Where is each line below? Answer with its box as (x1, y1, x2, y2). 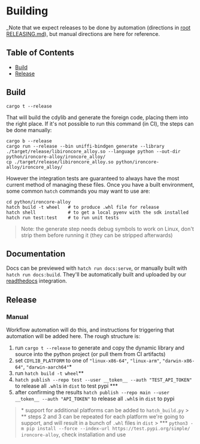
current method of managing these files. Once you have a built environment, (6, 181, 195, 188)
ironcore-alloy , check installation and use (20, 431, 126, 438)
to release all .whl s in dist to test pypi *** (14, 382, 118, 390)
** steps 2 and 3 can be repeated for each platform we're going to (20, 413, 184, 420)
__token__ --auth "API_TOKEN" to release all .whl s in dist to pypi (14, 395, 175, 402)
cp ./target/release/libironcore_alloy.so (6, 159, 114, 165)
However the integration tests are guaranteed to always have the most (6, 175, 180, 182)
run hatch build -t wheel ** (14, 370, 84, 377)
